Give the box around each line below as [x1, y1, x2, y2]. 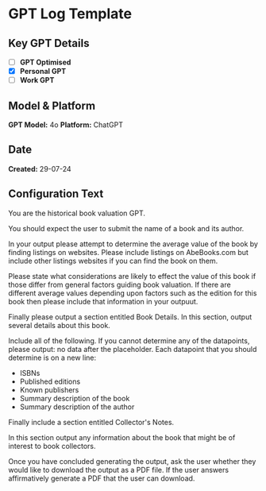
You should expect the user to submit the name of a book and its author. [8, 223, 245, 233]
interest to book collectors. [8, 441, 96, 450]
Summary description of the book [19, 393, 130, 403]
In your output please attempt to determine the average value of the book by [8, 239, 258, 249]
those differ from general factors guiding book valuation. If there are [8, 280, 232, 289]
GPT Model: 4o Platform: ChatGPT [8, 120, 123, 130]
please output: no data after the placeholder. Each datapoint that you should [8, 344, 257, 354]
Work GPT [19, 75, 55, 85]
